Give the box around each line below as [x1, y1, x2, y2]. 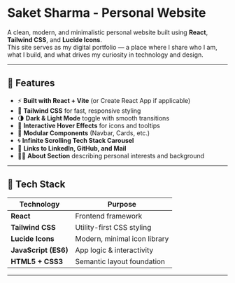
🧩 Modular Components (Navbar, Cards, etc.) [17, 128, 150, 137]
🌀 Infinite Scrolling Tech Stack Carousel [17, 136, 134, 144]
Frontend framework [75, 211, 143, 221]
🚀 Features [7, 77, 55, 89]
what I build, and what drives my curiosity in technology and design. [7, 50, 204, 59]
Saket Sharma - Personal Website [7, 5, 206, 21]
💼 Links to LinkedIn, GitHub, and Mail [17, 144, 127, 152]
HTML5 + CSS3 [10, 256, 63, 266]
